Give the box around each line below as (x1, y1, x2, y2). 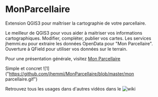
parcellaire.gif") (5, 76, 38, 82)
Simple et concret (5, 65, 42, 71)
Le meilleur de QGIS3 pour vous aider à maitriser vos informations (5, 30, 142, 36)
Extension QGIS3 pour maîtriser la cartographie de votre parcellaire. (5, 20, 146, 26)
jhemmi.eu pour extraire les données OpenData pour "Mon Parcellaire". (5, 40, 153, 46)
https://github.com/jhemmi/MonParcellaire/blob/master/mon (9, 70, 134, 76)
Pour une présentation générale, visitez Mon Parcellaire (5, 55, 121, 61)
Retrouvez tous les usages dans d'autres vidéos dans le (5, 85, 121, 91)
